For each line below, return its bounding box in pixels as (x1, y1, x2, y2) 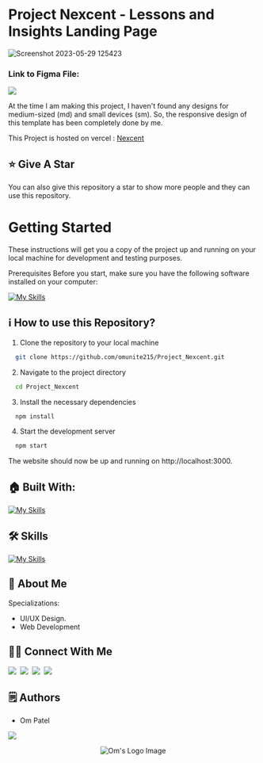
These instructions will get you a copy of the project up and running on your (8, 244, 256, 254)
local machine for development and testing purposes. (8, 253, 183, 262)
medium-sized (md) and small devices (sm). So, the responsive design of (8, 109, 247, 120)
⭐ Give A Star (8, 157, 75, 171)
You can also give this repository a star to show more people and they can (8, 182, 250, 192)
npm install (15, 412, 55, 421)
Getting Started (8, 219, 112, 237)
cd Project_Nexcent (15, 383, 80, 391)
